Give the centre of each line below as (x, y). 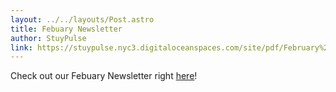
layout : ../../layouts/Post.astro (82, 19)
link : (21, 47)
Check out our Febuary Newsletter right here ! (104, 76)
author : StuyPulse (48, 38)
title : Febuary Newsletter (66, 29)
